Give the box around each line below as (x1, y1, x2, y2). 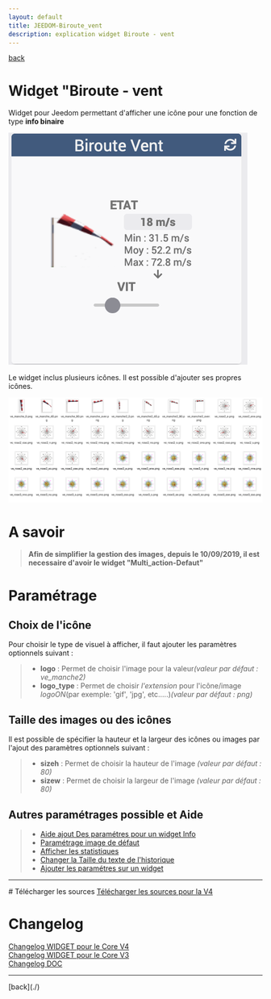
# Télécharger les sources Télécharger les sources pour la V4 (8, 887, 214, 897)
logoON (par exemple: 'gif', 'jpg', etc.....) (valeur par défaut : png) (40, 690, 253, 700)
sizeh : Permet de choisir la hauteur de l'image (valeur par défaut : (40, 759, 262, 768)
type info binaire (8, 117, 65, 127)
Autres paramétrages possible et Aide (8, 808, 204, 821)
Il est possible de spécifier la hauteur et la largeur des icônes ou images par (8, 734, 261, 744)
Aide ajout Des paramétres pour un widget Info (40, 830, 196, 839)
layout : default (8, 13, 63, 21)
